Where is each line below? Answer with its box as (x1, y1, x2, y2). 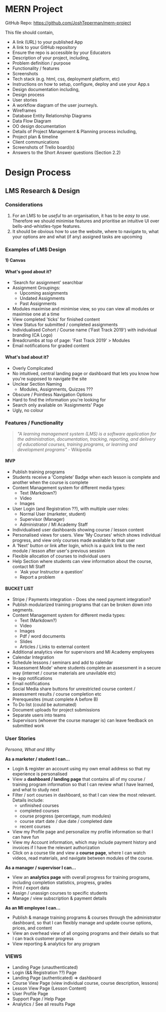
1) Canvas (5, 257, 26, 263)
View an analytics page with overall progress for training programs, (12, 874, 151, 880)
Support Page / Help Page (12, 996, 66, 1002)
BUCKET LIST (5, 585, 34, 591)
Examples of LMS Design (5, 246, 66, 253)
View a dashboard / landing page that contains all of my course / (12, 776, 146, 782)
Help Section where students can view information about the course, (12, 558, 152, 564)
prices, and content (12, 925, 52, 931)
